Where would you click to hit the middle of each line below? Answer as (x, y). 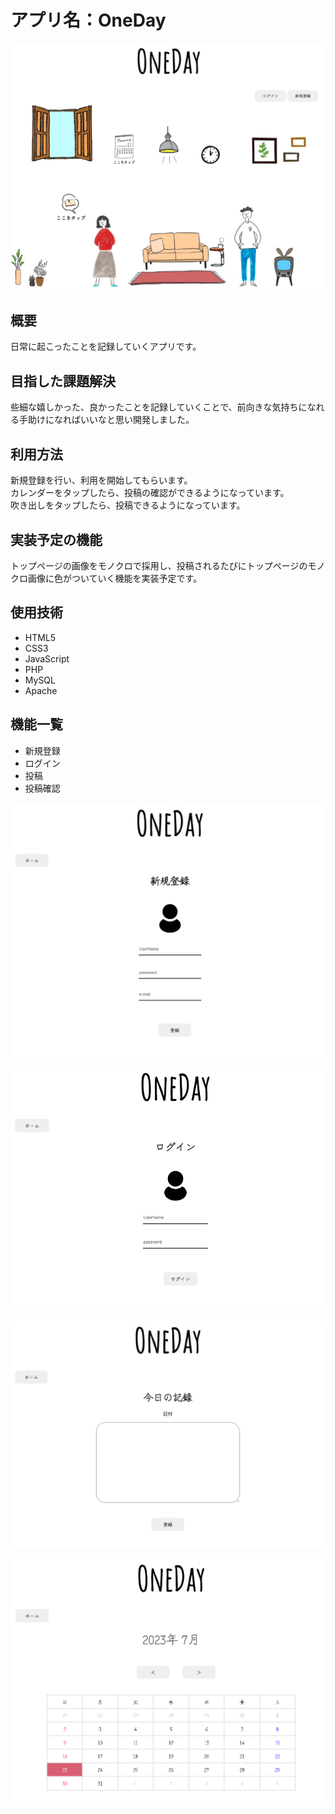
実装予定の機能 (56, 539)
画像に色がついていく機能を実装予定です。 (115, 578)
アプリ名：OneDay (88, 20)
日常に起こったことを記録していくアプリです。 (106, 347)
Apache (41, 690)
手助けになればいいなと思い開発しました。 (106, 420)
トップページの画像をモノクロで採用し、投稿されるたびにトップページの (159, 565)
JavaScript (47, 658)
